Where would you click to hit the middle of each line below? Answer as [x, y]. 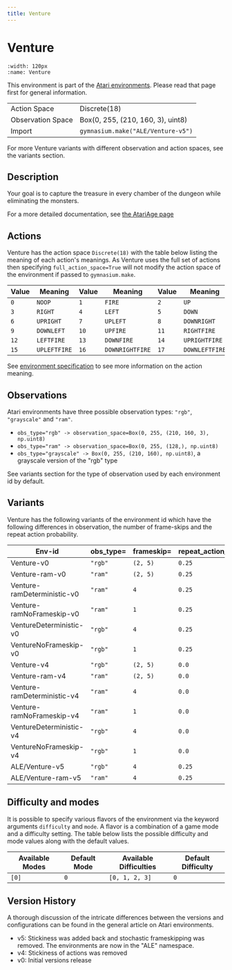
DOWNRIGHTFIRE [128, 350]
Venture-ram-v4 [38, 676]
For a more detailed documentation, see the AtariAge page [90, 214]
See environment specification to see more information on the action [105, 366]
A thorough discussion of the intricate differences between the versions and [116, 918]
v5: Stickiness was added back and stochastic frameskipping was [111, 938]
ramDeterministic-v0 [45, 594]
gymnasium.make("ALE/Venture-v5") [136, 131]
